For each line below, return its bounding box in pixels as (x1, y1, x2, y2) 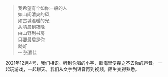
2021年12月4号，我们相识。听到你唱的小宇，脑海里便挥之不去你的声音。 (5, 60, 157, 66)
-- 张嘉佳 (17, 49, 37, 55)
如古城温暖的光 (17, 18, 50, 23)
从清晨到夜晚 (17, 24, 45, 30)
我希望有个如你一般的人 (17, 5, 67, 11)
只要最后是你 (17, 36, 45, 43)
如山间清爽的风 (17, 11, 50, 17)
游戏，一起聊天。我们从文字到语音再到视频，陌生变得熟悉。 (14, 66, 139, 72)
